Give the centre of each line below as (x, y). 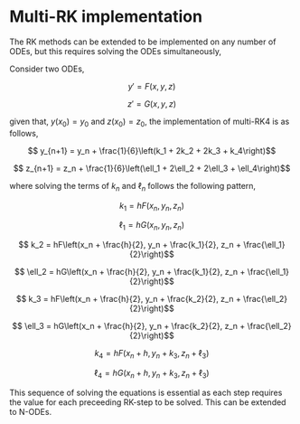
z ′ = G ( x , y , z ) (152, 104)
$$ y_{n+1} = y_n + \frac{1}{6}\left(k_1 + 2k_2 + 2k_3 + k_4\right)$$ (152, 150)
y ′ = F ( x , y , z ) (152, 86)
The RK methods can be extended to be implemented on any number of (143, 42)
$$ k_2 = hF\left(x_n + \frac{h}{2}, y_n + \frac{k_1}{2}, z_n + (130, 245)
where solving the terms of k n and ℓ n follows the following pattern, (132, 187)
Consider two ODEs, (47, 69)
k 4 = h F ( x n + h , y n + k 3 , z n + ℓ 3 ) (152, 354)
